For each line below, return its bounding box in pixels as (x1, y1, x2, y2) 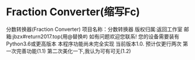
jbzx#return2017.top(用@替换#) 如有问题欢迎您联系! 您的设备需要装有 (12, 33, 180, 40)
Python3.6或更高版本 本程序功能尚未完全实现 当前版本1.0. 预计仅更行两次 (6, 40, 182, 47)
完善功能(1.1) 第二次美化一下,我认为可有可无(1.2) (16, 47, 131, 54)
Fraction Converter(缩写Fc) (6, 5, 141, 19)
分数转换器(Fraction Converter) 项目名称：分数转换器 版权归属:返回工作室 (6, 26, 183, 33)
